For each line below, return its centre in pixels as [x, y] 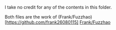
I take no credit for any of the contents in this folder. [58, 7]
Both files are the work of [31, 17]
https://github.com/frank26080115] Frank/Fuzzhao [59, 22]
